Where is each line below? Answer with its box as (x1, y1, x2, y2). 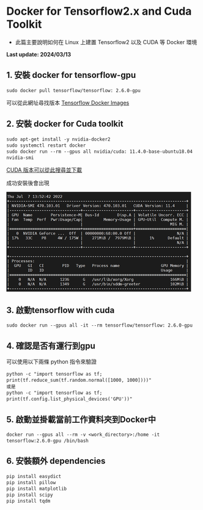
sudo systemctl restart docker (6, 142, 86, 149)
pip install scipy (6, 492, 53, 498)
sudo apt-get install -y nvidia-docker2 (6, 136, 111, 142)
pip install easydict (6, 473, 62, 479)
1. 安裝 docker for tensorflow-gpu (6, 70, 136, 80)
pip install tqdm (6, 498, 51, 504)
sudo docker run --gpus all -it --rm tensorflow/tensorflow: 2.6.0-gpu (6, 322, 193, 329)
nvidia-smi (6, 155, 34, 161)
